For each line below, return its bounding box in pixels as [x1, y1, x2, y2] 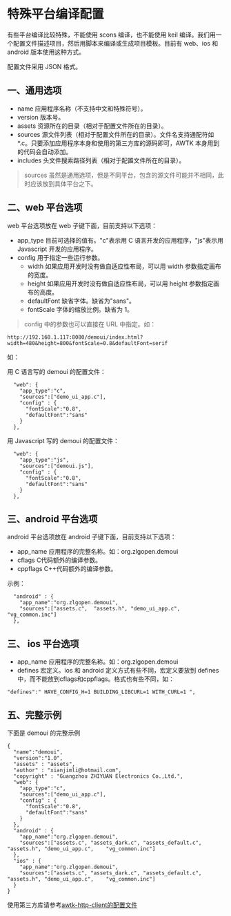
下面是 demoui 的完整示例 [7, 729, 81, 737]
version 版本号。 [17, 113, 65, 121]
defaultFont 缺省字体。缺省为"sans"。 [27, 297, 136, 305]
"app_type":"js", [19, 456, 70, 463]
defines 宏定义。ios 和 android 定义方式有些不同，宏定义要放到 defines [17, 666, 219, 675]
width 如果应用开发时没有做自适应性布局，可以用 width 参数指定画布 [27, 262, 222, 270]
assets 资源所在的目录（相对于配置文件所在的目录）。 [17, 122, 168, 130]
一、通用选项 [7, 84, 62, 97]
